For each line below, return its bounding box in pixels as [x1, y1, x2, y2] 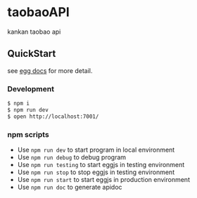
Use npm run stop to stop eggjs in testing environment [17, 168, 174, 176]
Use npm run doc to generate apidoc [17, 183, 122, 191]
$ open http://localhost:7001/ [7, 113, 99, 120]
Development [7, 84, 55, 93]
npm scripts [7, 129, 49, 139]
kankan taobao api [7, 27, 61, 36]
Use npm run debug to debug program [17, 152, 127, 161]
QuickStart [7, 48, 56, 60]
